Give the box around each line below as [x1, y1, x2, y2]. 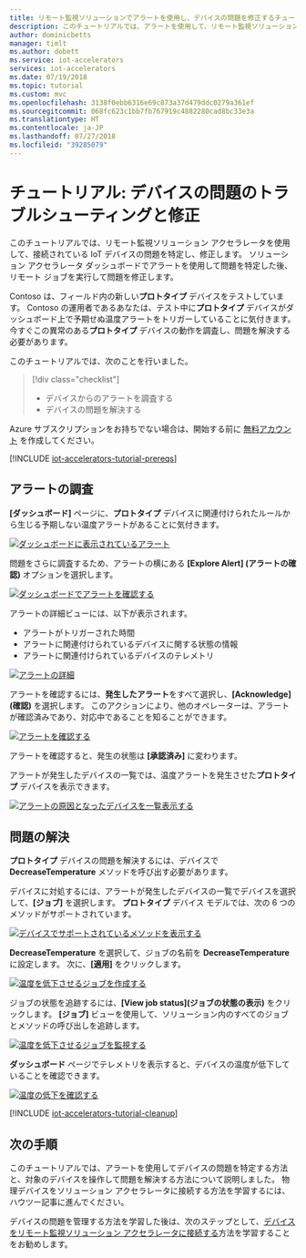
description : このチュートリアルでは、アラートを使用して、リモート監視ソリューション [9, 22, 299, 31]
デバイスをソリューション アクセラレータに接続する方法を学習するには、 [16, 1185, 291, 1196]
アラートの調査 [9, 482, 94, 497]
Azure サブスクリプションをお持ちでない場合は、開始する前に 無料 [9, 423, 260, 434]
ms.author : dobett [9, 47, 79, 56]
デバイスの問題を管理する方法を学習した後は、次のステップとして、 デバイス [9, 1216, 296, 1227]
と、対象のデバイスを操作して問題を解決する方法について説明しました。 [9, 1174, 280, 1185]
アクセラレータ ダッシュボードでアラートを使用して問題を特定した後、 [26, 260, 293, 271]
